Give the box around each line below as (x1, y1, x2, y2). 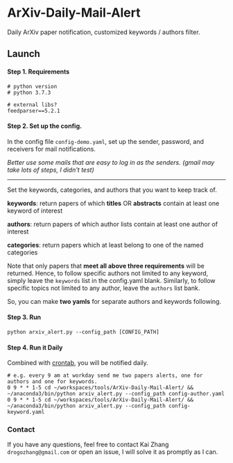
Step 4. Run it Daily (7, 343, 63, 352)
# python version (7, 83, 58, 90)
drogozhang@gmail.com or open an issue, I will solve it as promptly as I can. (7, 448, 218, 456)
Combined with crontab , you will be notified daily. (7, 359, 149, 367)
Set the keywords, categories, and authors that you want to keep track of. (7, 186, 217, 194)
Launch (7, 48, 40, 60)
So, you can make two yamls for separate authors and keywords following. (7, 297, 222, 305)
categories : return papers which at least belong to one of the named (7, 241, 204, 249)
